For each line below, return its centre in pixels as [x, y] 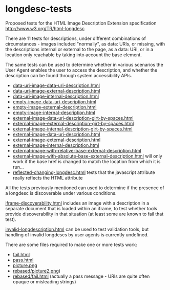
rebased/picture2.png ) [36, 271]
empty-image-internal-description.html [54, 113]
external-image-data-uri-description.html [56, 134]
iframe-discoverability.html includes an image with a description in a [77, 203]
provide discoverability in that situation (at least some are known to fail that [84, 214]
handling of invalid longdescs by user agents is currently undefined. [77, 235]
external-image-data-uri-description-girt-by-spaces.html [73, 118]
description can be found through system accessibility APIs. [69, 75]
